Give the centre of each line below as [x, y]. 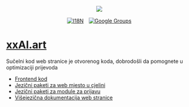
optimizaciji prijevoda [32, 67]
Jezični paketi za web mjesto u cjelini [60, 85]
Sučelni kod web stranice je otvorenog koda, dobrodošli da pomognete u [94, 61]
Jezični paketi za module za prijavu [58, 91]
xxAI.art [27, 45]
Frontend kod [31, 79]
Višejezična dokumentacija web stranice [64, 98]
